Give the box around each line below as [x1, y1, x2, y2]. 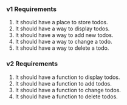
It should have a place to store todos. [15, 19, 108, 26]
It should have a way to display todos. [15, 25, 110, 32]
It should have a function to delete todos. [15, 93, 118, 100]
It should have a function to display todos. [15, 73, 120, 81]
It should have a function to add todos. [15, 80, 112, 87]
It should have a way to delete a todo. [15, 44, 109, 52]
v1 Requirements [6, 5, 57, 13]
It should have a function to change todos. [15, 86, 122, 93]
